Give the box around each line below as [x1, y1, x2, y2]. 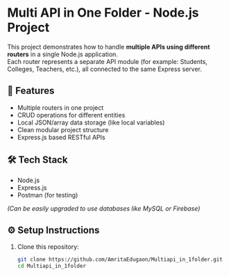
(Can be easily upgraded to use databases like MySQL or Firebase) [7, 204, 201, 213]
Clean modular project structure [17, 125, 109, 133]
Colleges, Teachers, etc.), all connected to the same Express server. [7, 65, 203, 73]
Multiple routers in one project [17, 103, 104, 112]
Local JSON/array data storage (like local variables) [17, 118, 165, 127]
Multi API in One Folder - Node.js [7, 5, 199, 21]
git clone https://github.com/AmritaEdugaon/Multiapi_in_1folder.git [17, 256, 223, 263]
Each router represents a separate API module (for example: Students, [7, 57, 208, 65]
